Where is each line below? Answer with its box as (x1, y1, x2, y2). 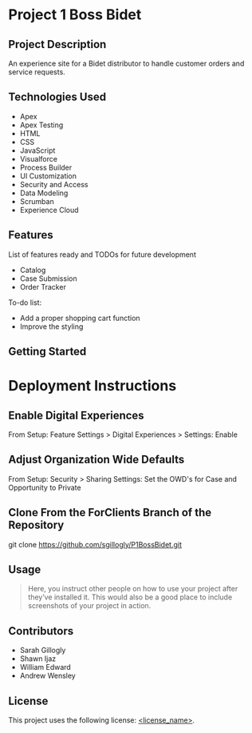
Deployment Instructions (8, 377, 177, 395)
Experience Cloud (19, 205, 79, 214)
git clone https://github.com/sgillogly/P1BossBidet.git (8, 539, 182, 549)
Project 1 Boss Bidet (8, 6, 142, 24)
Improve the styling (19, 322, 84, 331)
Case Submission (19, 274, 77, 283)
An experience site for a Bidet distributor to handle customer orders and (8, 58, 245, 68)
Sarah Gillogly (19, 646, 66, 655)
